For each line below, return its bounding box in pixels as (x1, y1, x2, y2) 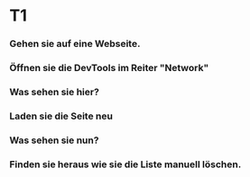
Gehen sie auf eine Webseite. (9, 38, 141, 50)
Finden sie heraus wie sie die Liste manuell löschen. (9, 158, 242, 171)
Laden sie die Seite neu (9, 110, 113, 122)
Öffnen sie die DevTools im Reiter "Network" (9, 62, 209, 75)
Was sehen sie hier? (9, 85, 99, 98)
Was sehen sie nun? (9, 134, 99, 146)
